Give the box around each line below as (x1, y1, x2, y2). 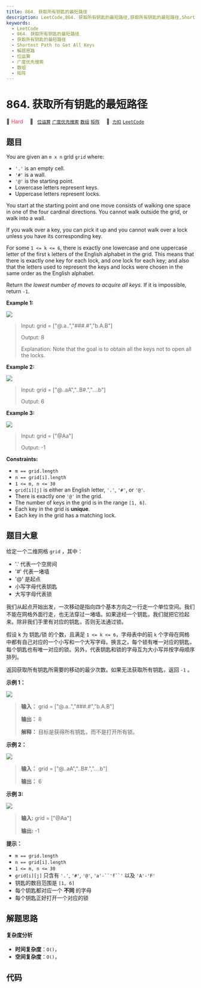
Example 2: (6, 363, 35, 370)
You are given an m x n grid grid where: (6, 153, 105, 160)
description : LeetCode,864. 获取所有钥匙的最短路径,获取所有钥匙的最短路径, (6, 14, 182, 20)
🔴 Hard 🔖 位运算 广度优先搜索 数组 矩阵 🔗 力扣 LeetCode (6, 118, 145, 125)
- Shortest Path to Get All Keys (11, 43, 95, 49)
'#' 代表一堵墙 (14, 568, 50, 575)
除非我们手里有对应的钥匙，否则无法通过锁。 (16, 618, 127, 625)
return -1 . (6, 288, 30, 294)
